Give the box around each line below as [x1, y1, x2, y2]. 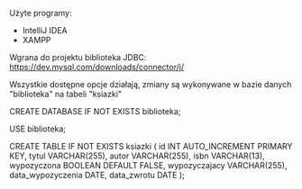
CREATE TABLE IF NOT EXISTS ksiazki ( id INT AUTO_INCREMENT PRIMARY [9, 141, 293, 151]
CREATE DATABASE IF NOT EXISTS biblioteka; [9, 106, 181, 116]
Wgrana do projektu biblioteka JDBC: [9, 52, 147, 62]
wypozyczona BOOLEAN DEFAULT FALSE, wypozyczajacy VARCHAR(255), [9, 160, 288, 170]
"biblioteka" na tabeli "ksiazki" [9, 89, 123, 99]
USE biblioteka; [9, 123, 66, 134]
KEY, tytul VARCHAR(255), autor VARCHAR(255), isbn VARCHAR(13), [9, 150, 265, 161]
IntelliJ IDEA [22, 25, 68, 35]
